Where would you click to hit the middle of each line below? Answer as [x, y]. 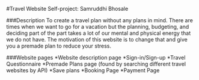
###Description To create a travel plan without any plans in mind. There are [100, 20]
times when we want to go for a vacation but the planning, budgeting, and [98, 27]
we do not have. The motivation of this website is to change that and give [97, 39]
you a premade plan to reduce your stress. [59, 46]
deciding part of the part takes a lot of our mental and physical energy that [99, 33]
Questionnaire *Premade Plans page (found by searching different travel [96, 64]
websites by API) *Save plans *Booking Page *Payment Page [83, 70]
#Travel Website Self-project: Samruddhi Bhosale [67, 9]
